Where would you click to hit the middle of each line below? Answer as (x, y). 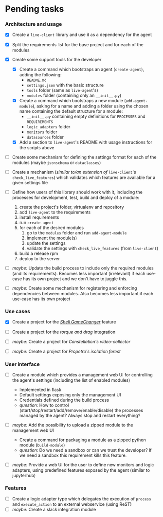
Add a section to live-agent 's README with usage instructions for (86, 142)
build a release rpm (39, 253)
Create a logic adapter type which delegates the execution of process (82, 499)
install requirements (39, 217)
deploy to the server (40, 259)
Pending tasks (35, 9)
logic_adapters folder (48, 126)
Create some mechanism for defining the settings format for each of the (84, 157)
